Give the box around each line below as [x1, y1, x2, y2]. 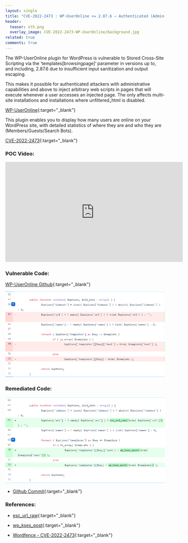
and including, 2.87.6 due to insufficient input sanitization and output [5, 66, 148, 72]
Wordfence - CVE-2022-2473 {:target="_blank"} [12, 532, 113, 538]
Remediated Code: [5, 385, 52, 392]
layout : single [5, 8, 37, 13]
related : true [5, 35, 35, 40]
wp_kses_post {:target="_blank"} [12, 522, 81, 528]
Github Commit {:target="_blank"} [12, 488, 83, 495]
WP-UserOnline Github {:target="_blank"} [5, 281, 91, 288]
